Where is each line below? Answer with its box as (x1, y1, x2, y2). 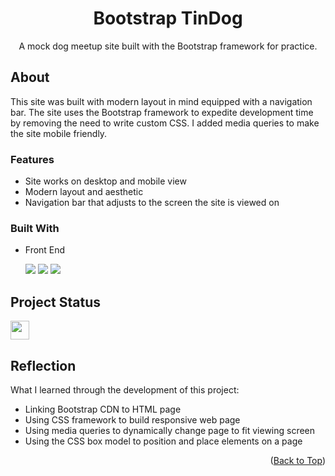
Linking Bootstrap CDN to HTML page (24, 403, 182, 415)
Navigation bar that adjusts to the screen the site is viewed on (24, 197, 280, 209)
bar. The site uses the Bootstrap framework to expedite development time (10, 106, 314, 118)
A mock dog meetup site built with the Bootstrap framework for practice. (18, 40, 318, 52)
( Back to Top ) (269, 454, 326, 466)
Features (10, 152, 55, 166)
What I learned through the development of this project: (10, 383, 240, 396)
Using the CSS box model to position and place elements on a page (24, 435, 303, 447)
